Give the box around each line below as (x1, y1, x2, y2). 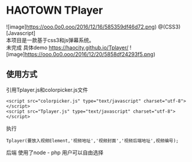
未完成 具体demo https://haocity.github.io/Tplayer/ (6, 44, 129, 51)
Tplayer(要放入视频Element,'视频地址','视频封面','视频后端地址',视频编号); (6, 138, 179, 144)
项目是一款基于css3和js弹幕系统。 (11, 36, 95, 43)
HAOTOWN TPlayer (6, 4, 103, 17)
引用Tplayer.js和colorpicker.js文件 (6, 86, 89, 93)
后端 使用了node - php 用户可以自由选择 (6, 149, 104, 156)
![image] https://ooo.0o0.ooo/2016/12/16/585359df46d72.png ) (6, 23, 157, 30)
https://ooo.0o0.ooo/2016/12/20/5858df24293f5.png (24, 50, 154, 58)
